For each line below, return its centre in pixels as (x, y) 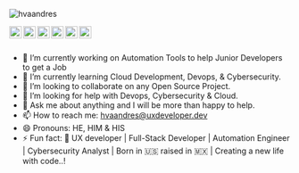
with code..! (44, 161)
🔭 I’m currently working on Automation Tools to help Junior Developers (152, 58)
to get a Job (44, 67)
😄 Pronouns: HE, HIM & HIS (73, 128)
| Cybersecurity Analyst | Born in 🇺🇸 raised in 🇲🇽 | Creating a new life (153, 151)
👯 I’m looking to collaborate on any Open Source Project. (126, 86)
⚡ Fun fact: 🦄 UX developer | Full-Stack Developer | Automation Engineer (156, 138)
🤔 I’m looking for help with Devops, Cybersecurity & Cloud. (130, 95)
